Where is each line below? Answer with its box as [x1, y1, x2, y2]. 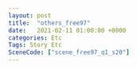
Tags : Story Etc [8, 41, 62, 49]
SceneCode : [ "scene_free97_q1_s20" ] [8, 48, 130, 56]
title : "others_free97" [8, 19, 91, 27]
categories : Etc [8, 33, 62, 42]
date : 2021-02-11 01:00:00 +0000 [8, 26, 127, 34]
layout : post [8, 11, 52, 20]
